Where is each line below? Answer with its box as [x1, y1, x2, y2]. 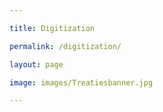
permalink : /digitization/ [9, 41, 122, 51]
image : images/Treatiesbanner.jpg [9, 77, 154, 88]
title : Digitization [9, 23, 96, 33]
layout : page [9, 59, 64, 70]
